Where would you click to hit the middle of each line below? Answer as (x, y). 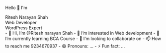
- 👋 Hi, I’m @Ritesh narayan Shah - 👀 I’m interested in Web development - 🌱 (83, 33)
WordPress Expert (24, 28)
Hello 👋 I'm (16, 8)
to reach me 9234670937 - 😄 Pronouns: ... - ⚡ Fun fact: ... (65, 46)
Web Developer (21, 23)
